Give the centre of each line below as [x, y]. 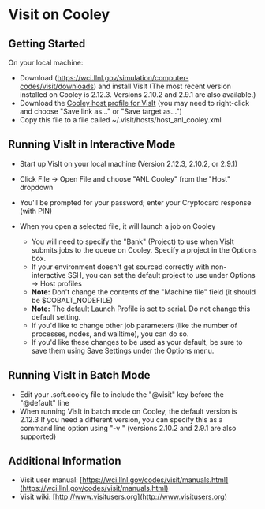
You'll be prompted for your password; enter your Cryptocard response [135, 202]
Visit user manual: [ [51, 480]
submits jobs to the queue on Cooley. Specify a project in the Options [144, 249]
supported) [38, 436]
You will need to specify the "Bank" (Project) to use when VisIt [132, 241]
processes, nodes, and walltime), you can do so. [110, 334]
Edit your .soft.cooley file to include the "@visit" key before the [122, 394]
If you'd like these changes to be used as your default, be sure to [137, 342]
